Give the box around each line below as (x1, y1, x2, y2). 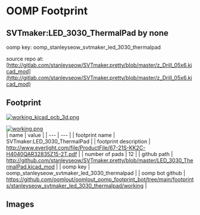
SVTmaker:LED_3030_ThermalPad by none (6, 28, 168, 38)
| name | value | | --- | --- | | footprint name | (6, 131, 115, 138)
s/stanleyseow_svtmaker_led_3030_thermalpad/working (6, 182, 144, 189)
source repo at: (6, 55, 43, 62)
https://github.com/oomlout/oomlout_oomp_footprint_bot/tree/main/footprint (6, 176, 194, 183)
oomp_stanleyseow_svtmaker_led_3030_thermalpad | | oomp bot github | (6, 169, 186, 176)
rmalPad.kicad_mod (6, 163, 55, 170)
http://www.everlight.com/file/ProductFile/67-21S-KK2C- (6, 144, 146, 151)
